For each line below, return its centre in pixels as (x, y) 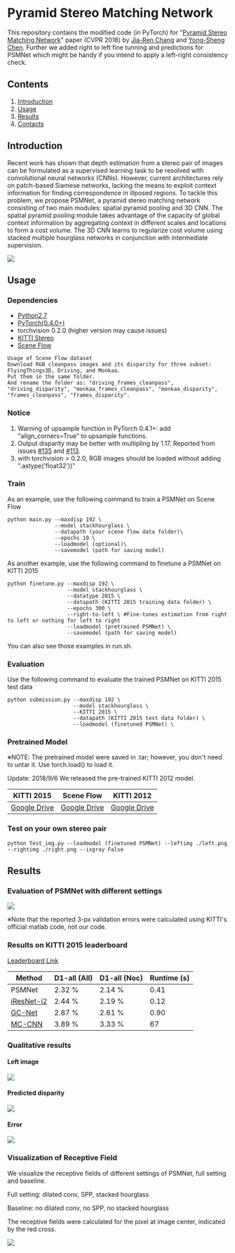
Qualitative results (39, 1045)
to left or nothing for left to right (64, 620)
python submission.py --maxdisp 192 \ (64, 700)
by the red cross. (32, 1229)
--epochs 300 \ (89, 608)
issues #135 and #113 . (49, 451)
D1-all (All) (73, 977)
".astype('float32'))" (46, 465)
